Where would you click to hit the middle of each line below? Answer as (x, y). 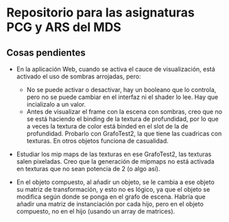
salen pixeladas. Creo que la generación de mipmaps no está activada (115, 162)
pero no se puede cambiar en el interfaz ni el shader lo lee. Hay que (122, 97)
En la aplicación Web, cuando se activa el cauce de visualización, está (116, 69)
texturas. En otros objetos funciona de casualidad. (97, 141)
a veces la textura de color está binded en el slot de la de (107, 126)
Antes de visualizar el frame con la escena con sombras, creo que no (124, 112)
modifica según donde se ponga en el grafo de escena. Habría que (111, 197)
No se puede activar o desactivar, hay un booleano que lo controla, (121, 90)
